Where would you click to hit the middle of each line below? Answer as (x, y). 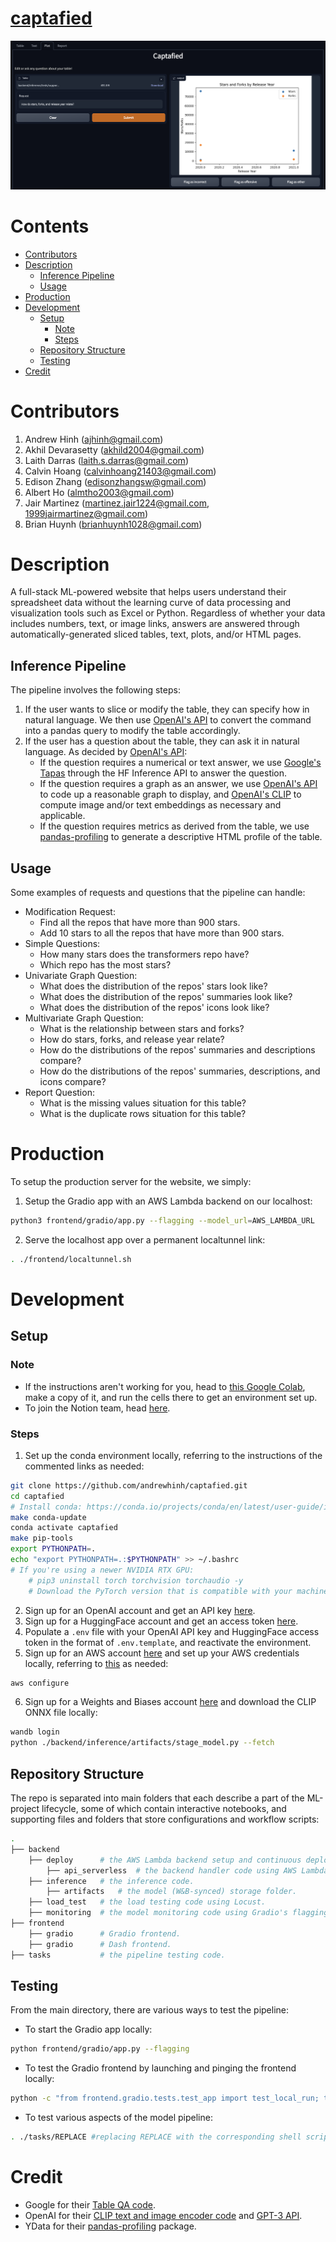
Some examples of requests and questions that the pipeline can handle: (158, 893)
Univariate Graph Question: (81, 976)
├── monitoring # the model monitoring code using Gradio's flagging (178, 1913)
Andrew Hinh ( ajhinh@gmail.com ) (94, 439)
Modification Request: (70, 912)
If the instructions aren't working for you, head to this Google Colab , (165, 1386)
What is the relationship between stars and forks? (142, 1029)
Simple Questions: (62, 944)
